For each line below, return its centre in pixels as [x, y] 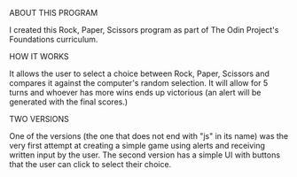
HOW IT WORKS [39, 56]
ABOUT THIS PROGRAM [54, 13]
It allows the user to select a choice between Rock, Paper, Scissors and [140, 73]
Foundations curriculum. [54, 39]
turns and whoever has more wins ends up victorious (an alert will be [135, 92]
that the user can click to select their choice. [90, 164]
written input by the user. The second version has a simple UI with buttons [145, 155]
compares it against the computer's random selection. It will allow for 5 [139, 83]
